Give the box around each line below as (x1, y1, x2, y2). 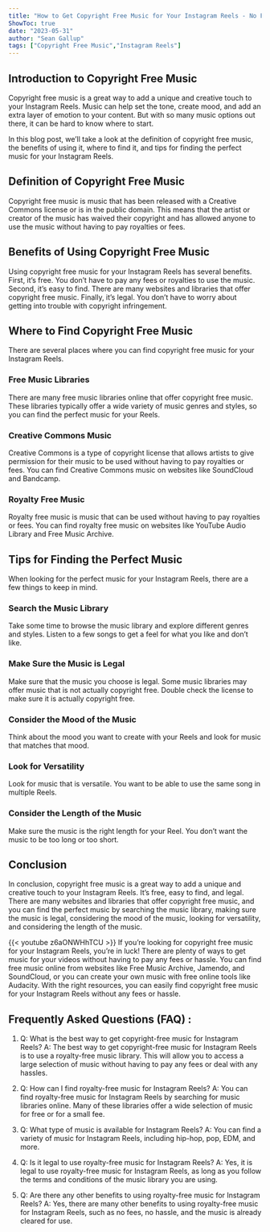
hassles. (19, 1068, 48, 1078)
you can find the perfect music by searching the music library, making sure (8, 905, 257, 915)
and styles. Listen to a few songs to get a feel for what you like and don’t (8, 629, 249, 639)
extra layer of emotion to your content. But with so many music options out (8, 110, 256, 119)
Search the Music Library (8, 603, 109, 613)
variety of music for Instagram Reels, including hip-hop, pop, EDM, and (19, 1134, 256, 1143)
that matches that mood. (8, 740, 90, 750)
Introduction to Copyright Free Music (8, 72, 198, 85)
